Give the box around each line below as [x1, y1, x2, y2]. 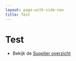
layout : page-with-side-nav [5, 7, 64, 13]
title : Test [5, 12, 30, 17]
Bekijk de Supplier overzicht [12, 50, 71, 56]
